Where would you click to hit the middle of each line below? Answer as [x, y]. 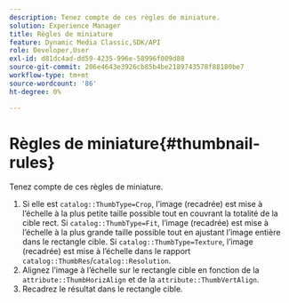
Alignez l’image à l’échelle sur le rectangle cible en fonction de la [140, 270]
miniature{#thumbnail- [173, 144]
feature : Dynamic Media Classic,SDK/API [85, 42]
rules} [32, 162]
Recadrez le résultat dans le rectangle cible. [103, 289]
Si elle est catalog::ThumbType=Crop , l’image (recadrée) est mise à [142, 204]
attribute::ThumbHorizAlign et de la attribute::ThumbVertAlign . [140, 280]
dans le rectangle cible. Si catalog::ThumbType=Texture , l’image [137, 242]
